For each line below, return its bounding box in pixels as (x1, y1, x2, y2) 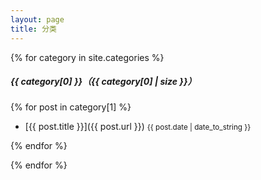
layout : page (10, 14, 65, 25)
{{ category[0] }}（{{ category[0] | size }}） (10, 76, 197, 88)
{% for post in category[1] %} (10, 101, 132, 113)
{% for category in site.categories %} (10, 51, 165, 63)
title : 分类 (10, 24, 57, 34)
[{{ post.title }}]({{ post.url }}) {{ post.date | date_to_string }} (24, 121, 252, 133)
